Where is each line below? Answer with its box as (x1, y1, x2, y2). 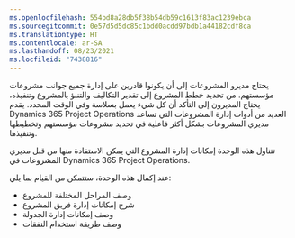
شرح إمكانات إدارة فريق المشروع (22, 199, 135, 210)
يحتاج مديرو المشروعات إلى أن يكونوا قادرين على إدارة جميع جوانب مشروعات (9, 80, 270, 90)
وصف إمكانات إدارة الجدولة (22, 209, 114, 219)
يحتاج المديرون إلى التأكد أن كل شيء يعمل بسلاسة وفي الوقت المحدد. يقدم (9, 99, 261, 109)
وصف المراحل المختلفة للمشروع (22, 190, 132, 200)
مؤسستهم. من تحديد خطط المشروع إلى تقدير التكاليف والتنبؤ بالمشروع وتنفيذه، (9, 89, 274, 100)
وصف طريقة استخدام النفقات (22, 218, 121, 229)
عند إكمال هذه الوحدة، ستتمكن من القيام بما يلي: (9, 172, 172, 183)
